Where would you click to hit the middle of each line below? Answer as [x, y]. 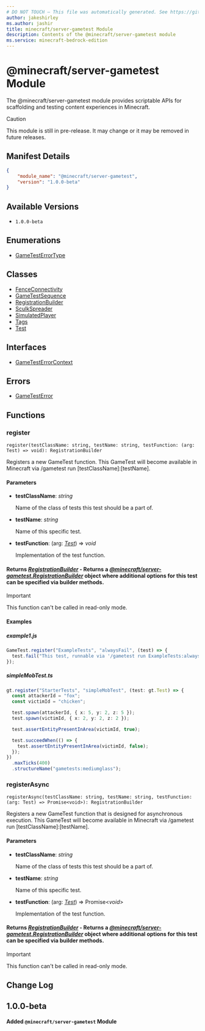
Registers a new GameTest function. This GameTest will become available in [102, 462]
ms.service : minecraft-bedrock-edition [57, 40]
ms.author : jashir [30, 23]
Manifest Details [38, 156]
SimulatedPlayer [36, 315]
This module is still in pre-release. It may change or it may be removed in [98, 130]
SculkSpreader [34, 309]
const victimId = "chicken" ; [49, 702]
